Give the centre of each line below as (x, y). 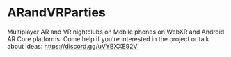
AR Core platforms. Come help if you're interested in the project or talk (108, 38)
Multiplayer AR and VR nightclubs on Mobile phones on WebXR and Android (116, 32)
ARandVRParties (56, 13)
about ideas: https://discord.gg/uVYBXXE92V (72, 46)
